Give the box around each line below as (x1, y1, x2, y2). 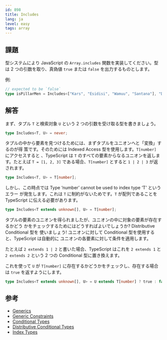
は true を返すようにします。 (5, 269, 65, 275)
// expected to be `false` (5, 86, 61, 91)
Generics (12, 308, 31, 314)
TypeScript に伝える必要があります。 (5, 197, 81, 203)
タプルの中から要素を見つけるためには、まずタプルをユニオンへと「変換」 (5, 140, 158, 146)
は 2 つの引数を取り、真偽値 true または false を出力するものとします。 (5, 66, 153, 72)
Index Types (12, 329, 38, 335)
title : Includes (5, 12, 39, 17)
